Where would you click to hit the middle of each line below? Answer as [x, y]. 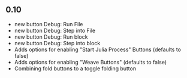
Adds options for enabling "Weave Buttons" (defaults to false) [91, 62]
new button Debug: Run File [49, 24]
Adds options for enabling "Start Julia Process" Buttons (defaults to [97, 49]
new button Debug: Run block [51, 37]
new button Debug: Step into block [57, 43]
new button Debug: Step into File [55, 30]
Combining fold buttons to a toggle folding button [75, 68]
